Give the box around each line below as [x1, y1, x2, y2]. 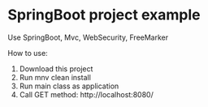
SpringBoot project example [7, 6, 201, 24]
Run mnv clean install [19, 72, 91, 82]
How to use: [7, 48, 48, 58]
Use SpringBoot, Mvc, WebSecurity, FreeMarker [7, 32, 169, 42]
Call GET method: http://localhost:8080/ [19, 89, 154, 99]
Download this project [19, 63, 93, 74]
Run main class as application [19, 81, 119, 91]
